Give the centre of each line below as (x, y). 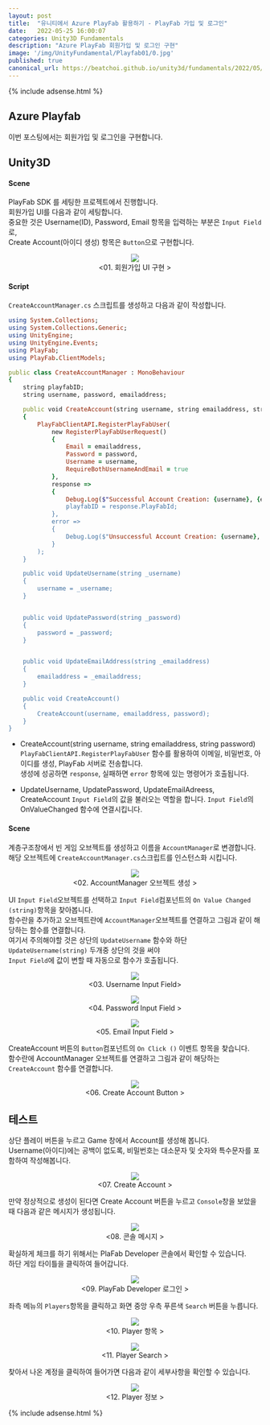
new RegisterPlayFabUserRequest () (109, 432)
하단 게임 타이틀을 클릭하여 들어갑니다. (68, 1264)
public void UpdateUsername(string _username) (102, 574)
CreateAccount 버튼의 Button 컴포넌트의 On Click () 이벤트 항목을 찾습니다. (129, 1048)
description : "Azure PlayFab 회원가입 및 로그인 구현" (94, 46)
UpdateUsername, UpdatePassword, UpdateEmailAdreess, (117, 790)
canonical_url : (34, 68)
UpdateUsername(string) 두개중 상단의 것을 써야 (84, 950)
